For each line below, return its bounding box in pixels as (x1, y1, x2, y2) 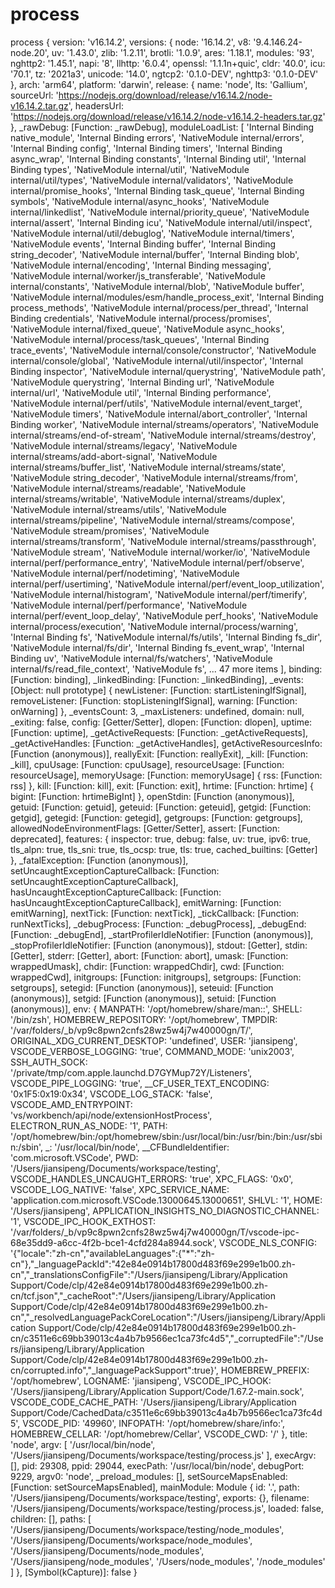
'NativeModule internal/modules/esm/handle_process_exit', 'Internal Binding (10, 291, 325, 303)
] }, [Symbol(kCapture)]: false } (10, 1566, 138, 1578)
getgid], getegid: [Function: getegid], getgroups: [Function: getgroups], (10, 811, 303, 823)
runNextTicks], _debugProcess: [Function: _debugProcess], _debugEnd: (10, 918, 307, 930)
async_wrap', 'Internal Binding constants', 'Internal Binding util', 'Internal (10, 153, 307, 165)
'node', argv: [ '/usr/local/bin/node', (10, 1438, 156, 1450)
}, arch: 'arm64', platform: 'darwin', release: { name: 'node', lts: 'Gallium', (10, 78, 308, 90)
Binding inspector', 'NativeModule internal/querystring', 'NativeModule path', (10, 365, 326, 377)
